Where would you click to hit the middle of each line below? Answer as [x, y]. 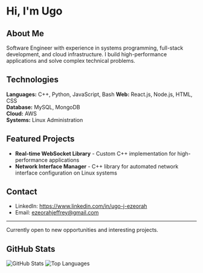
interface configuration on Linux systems [66, 173]
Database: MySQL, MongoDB [43, 107]
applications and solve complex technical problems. [71, 61]
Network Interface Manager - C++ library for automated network [97, 166]
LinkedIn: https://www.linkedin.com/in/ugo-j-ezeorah [81, 206]
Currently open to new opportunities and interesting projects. [82, 230]
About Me [25, 34]
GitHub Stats [31, 249]
